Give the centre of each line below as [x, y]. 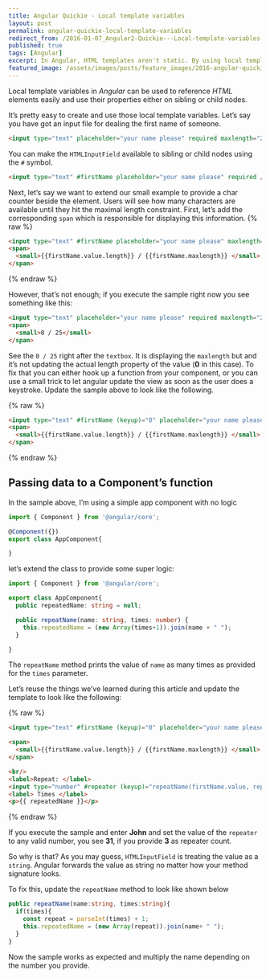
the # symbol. [31, 162]
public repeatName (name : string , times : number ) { [102, 620]
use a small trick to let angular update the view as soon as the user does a [131, 381]
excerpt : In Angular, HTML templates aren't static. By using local [125, 61]
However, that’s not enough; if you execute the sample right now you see [129, 295]
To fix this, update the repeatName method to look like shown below [119, 890]
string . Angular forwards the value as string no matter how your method [128, 865]
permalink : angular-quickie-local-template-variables [100, 31]
